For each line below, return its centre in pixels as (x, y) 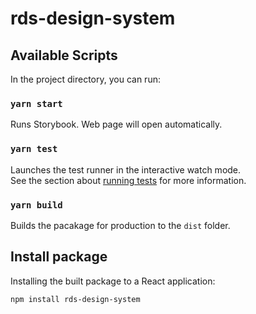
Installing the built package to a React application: (113, 281)
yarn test (34, 149)
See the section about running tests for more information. (128, 180)
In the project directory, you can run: (85, 79)
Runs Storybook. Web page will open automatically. (116, 124)
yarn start (36, 103)
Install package (59, 257)
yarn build (36, 205)
